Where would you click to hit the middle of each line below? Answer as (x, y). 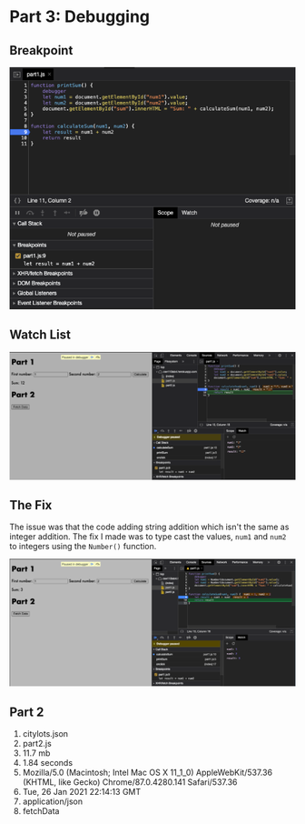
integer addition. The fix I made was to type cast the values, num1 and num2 (148, 537)
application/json (53, 801)
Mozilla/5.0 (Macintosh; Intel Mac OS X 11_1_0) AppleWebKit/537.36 (148, 773)
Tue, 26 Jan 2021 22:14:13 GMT (82, 792)
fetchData (41, 811)
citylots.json (45, 734)
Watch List (40, 335)
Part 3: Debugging (80, 17)
